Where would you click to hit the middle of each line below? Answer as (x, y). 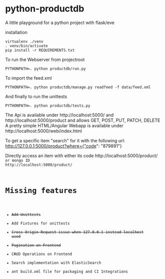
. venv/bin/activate (27, 46)
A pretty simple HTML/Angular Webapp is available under (64, 125)
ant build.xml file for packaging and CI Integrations (70, 272)
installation (16, 32)
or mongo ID (17, 160)
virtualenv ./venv (24, 41)
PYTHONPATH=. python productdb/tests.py (48, 106)
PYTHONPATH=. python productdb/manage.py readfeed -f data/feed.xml (78, 87)
